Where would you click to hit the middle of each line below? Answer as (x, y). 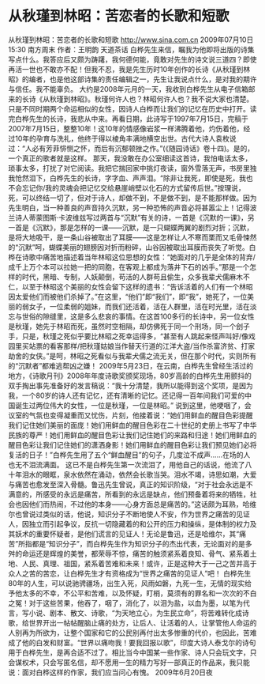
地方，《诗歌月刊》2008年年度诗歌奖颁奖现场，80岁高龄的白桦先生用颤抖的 (130, 376)
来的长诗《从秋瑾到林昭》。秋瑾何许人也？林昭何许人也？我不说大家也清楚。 (131, 99)
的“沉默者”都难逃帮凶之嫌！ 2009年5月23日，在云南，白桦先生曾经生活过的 (131, 365)
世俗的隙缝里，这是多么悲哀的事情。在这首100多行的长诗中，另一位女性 (138, 316)
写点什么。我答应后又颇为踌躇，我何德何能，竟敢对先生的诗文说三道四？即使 (132, 59)
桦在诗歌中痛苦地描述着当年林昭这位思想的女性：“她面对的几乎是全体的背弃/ (132, 257)
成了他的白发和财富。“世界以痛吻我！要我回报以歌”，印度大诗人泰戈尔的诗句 (132, 642)
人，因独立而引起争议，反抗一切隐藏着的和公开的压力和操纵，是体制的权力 (129, 523)
